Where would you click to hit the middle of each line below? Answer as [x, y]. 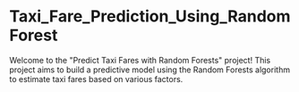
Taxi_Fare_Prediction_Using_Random [150, 17]
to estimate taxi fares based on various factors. [96, 79]
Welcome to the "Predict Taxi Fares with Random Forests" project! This [140, 60]
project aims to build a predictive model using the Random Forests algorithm [150, 70]
